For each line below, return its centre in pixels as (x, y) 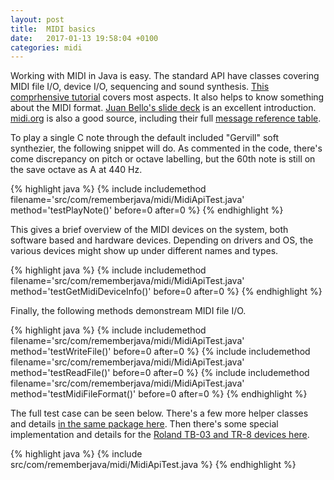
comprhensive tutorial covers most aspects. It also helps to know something (167, 97)
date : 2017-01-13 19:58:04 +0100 (84, 38)
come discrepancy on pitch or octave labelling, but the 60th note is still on (163, 159)
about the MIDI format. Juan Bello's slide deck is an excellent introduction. (163, 108)
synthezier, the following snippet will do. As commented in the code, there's (166, 148)
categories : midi (46, 47)
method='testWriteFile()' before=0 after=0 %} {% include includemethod (160, 352)
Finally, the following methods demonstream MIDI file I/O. (128, 311)
